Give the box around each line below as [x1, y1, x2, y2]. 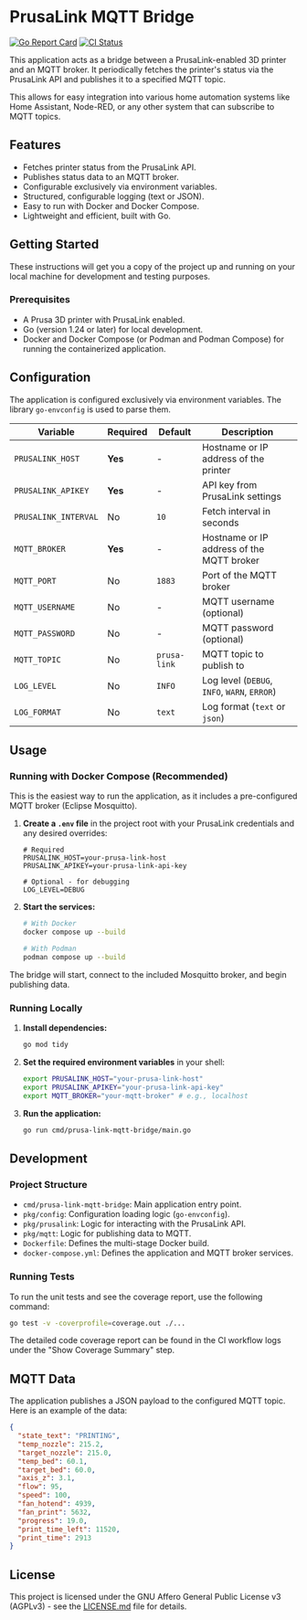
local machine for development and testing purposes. [9, 270, 211, 281]
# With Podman [22, 944, 77, 954]
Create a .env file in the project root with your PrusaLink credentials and [22, 818, 295, 829]
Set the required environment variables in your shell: [22, 1057, 226, 1068]
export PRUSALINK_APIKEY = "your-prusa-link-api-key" [22, 1083, 224, 1092]
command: [9, 1300, 50, 1312]
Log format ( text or [202, 700, 286, 713]
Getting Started [9, 237, 100, 252]
